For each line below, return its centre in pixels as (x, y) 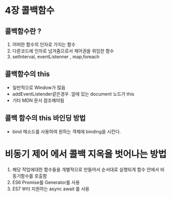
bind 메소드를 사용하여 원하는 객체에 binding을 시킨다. (66, 131)
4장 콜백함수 (30, 11)
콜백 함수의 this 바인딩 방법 (45, 118)
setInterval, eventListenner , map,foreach (56, 57)
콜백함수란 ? (23, 31)
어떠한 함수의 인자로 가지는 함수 (44, 44)
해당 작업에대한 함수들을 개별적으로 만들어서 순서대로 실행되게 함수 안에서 (86, 169)
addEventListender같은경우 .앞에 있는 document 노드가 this (73, 94)
